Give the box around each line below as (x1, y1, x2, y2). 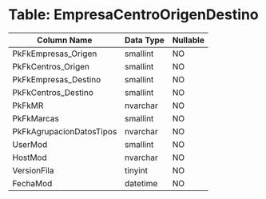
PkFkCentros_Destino (12, 86, 94, 98)
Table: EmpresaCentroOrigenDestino (8, 6, 259, 24)
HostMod (12, 152, 48, 163)
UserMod (12, 138, 48, 149)
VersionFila (12, 165, 54, 176)
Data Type (125, 34, 165, 46)
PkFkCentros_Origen (12, 61, 90, 72)
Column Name (37, 34, 93, 46)
